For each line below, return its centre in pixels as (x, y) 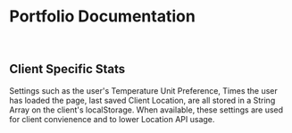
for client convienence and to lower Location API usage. (112, 119)
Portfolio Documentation (103, 17)
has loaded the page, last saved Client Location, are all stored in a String (142, 100)
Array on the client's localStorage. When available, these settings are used (146, 110)
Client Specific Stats (67, 69)
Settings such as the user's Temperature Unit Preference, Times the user (144, 90)
